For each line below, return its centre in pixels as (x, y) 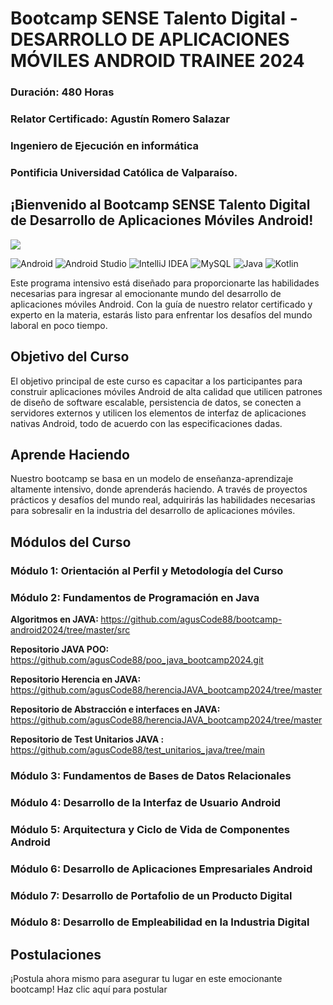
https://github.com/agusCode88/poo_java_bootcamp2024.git (137, 659)
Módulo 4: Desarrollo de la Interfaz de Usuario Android (146, 802)
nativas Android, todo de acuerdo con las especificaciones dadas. (146, 423)
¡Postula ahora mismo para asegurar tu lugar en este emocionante (146, 979)
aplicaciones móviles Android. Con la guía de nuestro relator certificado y (161, 304)
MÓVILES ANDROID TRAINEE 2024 (157, 61)
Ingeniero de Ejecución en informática (104, 145)
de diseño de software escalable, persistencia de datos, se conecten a (156, 402)
